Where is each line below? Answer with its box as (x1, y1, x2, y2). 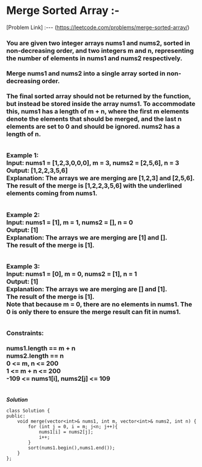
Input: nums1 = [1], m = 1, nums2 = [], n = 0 (6, 218, 133, 226)
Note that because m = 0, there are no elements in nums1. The (6, 300, 192, 308)
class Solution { (6, 408, 50, 414)
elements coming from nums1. (6, 189, 98, 198)
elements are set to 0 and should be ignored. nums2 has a (6, 122, 180, 130)
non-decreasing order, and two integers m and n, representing (6, 46, 194, 55)
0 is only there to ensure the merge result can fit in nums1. (6, 307, 181, 316)
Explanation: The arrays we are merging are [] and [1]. (6, 284, 167, 293)
